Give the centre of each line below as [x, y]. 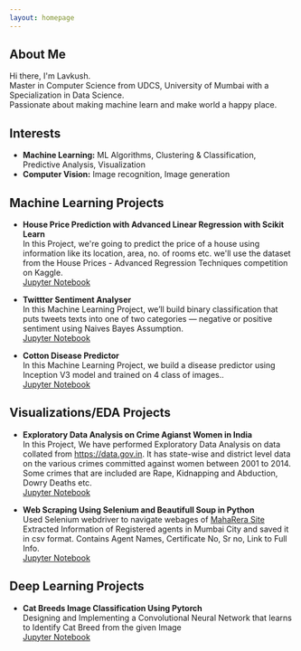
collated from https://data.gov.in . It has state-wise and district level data [156, 454]
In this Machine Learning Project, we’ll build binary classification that [150, 309]
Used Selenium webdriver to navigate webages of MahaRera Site [143, 519]
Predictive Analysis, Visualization [84, 165]
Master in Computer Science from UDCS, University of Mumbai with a [139, 86]
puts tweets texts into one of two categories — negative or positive [147, 319]
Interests [35, 133]
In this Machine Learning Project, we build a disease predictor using [149, 365]
